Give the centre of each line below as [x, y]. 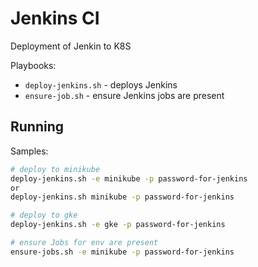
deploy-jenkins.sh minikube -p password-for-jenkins [122, 197]
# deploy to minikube [55, 169]
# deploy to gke [44, 215]
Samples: [29, 151]
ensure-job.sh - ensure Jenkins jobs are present [124, 95]
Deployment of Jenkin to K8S [71, 46]
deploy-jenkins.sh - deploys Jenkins [101, 84]
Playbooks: [33, 65]
